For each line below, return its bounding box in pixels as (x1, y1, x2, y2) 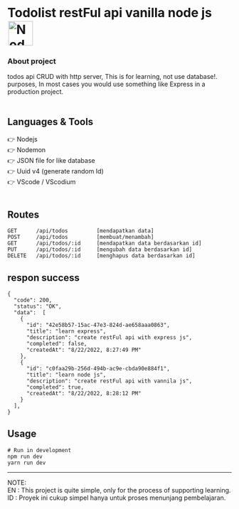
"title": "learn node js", (26, 371, 107, 378)
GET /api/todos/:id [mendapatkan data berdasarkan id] (7, 240, 202, 247)
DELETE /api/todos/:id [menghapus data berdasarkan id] (7, 252, 196, 259)
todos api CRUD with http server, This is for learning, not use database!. (7, 73, 218, 81)
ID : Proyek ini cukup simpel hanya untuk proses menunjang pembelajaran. (7, 493, 226, 502)
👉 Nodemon (7, 146, 46, 154)
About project (7, 56, 57, 66)
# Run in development (7, 446, 72, 454)
